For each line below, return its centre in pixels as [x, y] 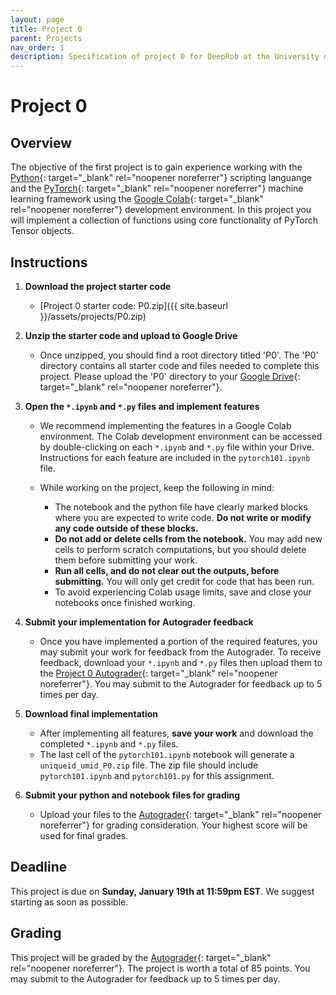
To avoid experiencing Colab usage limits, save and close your [183, 592]
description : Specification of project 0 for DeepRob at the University [165, 57]
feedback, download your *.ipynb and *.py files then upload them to [181, 662]
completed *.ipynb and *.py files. [109, 743]
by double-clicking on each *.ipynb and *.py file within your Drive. [177, 447]
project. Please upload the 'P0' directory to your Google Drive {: [170, 376]
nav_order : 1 [37, 47]
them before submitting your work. [126, 560]
